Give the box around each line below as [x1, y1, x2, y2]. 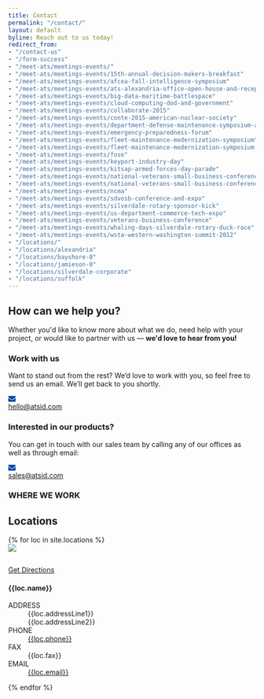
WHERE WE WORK [8, 490, 81, 501]
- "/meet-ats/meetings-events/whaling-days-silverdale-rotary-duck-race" [8, 224, 255, 232]
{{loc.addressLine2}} [27, 617, 96, 627]
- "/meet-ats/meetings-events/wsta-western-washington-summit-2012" [8, 231, 237, 239]
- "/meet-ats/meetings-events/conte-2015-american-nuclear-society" [8, 114, 237, 122]
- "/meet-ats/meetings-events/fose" [8, 150, 128, 158]
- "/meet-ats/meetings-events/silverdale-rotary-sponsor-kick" [8, 202, 220, 209]
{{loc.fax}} [27, 651, 62, 660]
